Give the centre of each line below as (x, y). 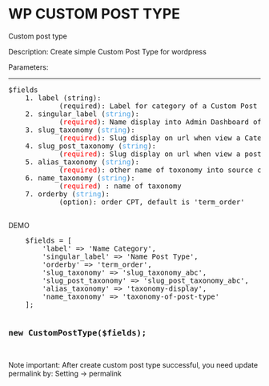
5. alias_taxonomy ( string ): (82, 162)
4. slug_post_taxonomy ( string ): (91, 146)
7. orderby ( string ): (68, 194)
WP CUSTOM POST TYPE (94, 14)
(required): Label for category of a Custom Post (158, 106)
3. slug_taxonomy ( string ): (80, 130)
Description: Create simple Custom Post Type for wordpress (107, 51)
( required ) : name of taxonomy (120, 186)
